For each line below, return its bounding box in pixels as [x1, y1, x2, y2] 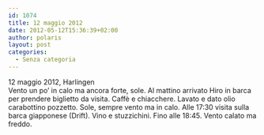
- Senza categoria [15, 56, 77, 64]
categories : [8, 48, 47, 56]
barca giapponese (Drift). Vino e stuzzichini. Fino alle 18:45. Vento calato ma [8, 111, 257, 120]
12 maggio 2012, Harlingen [8, 77, 95, 87]
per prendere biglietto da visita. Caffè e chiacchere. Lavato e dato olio [8, 94, 236, 103]
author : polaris [8, 33, 62, 42]
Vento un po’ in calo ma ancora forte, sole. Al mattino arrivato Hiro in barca [8, 85, 251, 95]
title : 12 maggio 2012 [8, 19, 83, 27]
